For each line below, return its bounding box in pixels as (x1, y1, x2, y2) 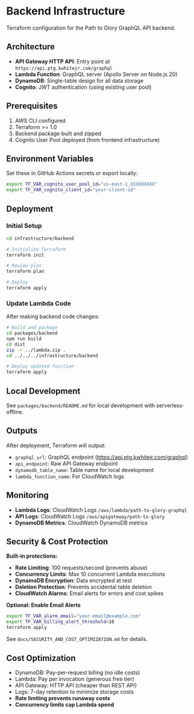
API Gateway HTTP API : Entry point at (14, 57, 110, 65)
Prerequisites (6, 101, 58, 111)
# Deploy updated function (6, 363, 74, 369)
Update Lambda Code (6, 299, 71, 307)
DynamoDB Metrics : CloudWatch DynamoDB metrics (14, 519, 148, 526)
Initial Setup (6, 222, 42, 230)
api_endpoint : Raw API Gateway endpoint (14, 460, 118, 467)
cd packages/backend (6, 330, 58, 336)
